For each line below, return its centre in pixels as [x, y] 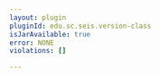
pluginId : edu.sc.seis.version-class [80, 26]
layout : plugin [38, 17]
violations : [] [38, 51]
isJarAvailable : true [50, 34]
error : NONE [32, 43]
